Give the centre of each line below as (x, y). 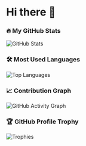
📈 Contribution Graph (39, 91)
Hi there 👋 (31, 12)
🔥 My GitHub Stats (33, 31)
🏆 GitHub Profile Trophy (42, 122)
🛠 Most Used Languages (43, 60)
